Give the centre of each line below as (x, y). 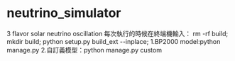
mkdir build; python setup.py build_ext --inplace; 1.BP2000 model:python (114, 41)
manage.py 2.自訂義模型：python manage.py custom (84, 50)
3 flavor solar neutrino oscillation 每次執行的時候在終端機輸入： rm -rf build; (117, 33)
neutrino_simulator (64, 13)
